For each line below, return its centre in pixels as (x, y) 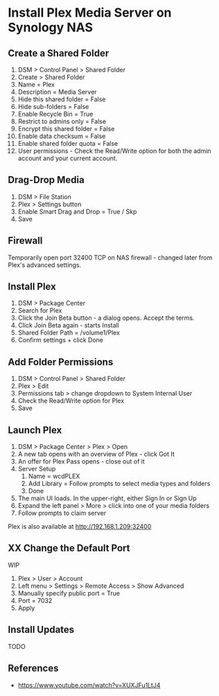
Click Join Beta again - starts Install (69, 325)
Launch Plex (35, 430)
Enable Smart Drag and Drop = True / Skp (77, 211)
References (33, 669)
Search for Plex (40, 311)
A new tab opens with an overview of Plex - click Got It (96, 454)
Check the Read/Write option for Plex (71, 401)
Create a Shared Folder (59, 53)
